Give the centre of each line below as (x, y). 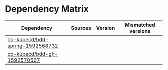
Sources (81, 28)
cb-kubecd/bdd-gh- (33, 54)
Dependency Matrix (47, 9)
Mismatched (140, 25)
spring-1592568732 (33, 46)
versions (140, 31)
